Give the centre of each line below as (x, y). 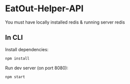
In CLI (14, 38)
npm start (15, 77)
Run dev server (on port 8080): (37, 68)
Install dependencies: (27, 49)
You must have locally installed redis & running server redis (65, 22)
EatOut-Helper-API (44, 9)
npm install (17, 58)
